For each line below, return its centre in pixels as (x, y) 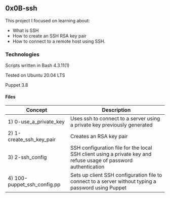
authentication (87, 167)
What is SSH (26, 30)
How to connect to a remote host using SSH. (59, 41)
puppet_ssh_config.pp (34, 185)
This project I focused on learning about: (48, 20)
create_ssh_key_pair (32, 140)
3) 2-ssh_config (27, 157)
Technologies (22, 54)
